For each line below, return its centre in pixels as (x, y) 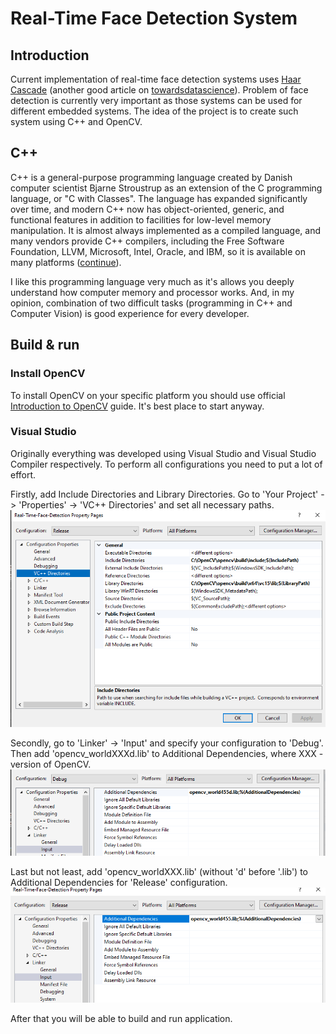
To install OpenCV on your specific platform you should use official (148, 395)
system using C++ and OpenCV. (76, 121)
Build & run (45, 345)
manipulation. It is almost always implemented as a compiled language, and (166, 230)
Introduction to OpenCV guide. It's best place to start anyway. (137, 406)
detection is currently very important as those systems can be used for (156, 100)
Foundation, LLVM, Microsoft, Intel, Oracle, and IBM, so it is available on (158, 251)
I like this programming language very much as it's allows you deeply (152, 281)
